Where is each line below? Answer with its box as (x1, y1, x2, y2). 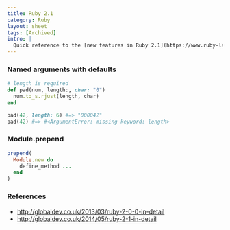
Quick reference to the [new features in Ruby (13, 42, 149, 49)
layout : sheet (7, 23, 48, 30)
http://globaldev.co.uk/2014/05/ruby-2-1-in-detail (16, 214, 157, 223)
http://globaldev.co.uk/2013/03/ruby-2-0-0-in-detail (16, 207, 165, 216)
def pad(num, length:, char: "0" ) (7, 87, 106, 93)
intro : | (7, 36, 32, 43)
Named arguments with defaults (7, 65, 116, 74)
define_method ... (19, 163, 72, 170)
